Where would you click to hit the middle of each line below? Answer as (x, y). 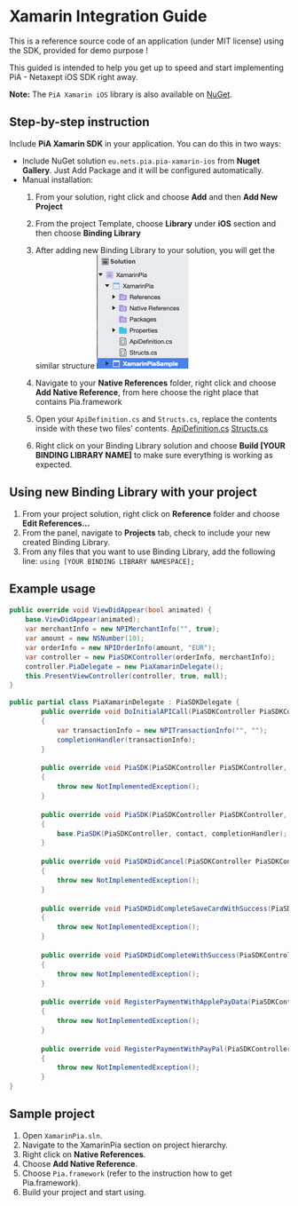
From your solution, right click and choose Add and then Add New (156, 196)
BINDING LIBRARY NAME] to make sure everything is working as (154, 455)
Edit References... (56, 523)
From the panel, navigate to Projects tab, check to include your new (146, 532)
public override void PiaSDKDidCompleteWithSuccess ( (141, 955)
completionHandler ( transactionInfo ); (126, 740)
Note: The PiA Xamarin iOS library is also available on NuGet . (121, 94)
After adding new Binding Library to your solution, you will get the (155, 250)
